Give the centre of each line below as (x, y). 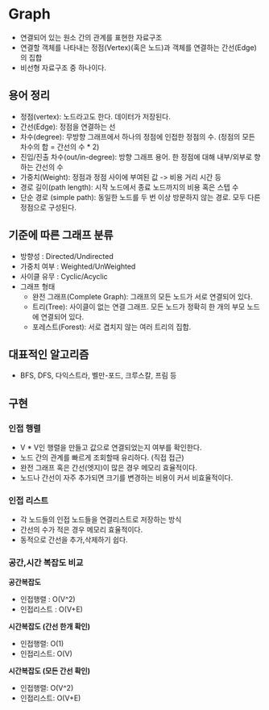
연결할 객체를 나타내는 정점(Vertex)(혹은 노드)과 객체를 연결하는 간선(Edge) (139, 47)
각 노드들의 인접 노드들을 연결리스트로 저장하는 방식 (101, 520)
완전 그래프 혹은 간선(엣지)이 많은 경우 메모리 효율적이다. (108, 468)
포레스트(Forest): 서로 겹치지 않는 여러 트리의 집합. (112, 327)
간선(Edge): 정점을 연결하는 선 (68, 127)
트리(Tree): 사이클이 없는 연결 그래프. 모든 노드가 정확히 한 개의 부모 (139, 307)
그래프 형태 (37, 286)
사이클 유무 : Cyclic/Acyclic (64, 276)
